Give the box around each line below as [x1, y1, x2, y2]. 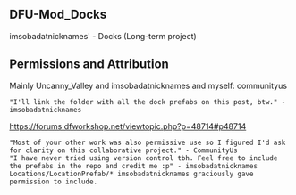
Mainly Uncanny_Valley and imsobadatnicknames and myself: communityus [9, 80, 288, 91]
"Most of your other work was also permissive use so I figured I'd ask [9, 138, 286, 147]
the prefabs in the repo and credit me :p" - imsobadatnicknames [9, 161, 258, 170]
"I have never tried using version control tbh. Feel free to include [9, 153, 278, 163]
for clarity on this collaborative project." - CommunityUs [9, 146, 239, 155]
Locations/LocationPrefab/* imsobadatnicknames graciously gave [9, 169, 254, 178]
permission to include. [9, 177, 98, 186]
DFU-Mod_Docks [9, 7, 107, 22]
